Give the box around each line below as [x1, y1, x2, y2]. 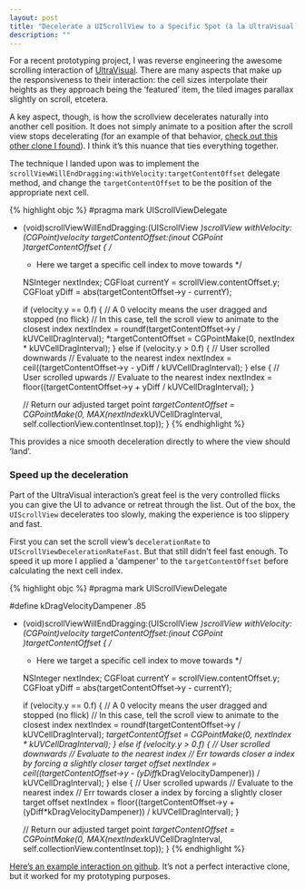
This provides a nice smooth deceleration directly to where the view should [9, 436, 290, 447]
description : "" [9, 30, 71, 39]
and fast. [9, 518, 43, 529]
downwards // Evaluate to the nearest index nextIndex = [22, 352, 232, 364]
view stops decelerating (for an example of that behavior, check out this [9, 131, 279, 142]
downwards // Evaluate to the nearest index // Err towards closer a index [22, 748, 295, 759]
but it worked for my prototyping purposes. [9, 870, 171, 881]
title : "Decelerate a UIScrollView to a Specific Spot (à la [9, 22, 246, 31]
